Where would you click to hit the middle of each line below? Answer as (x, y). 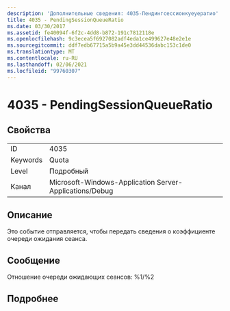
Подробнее (33, 298)
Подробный (69, 171)
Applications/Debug (81, 191)
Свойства (29, 130)
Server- (169, 182)
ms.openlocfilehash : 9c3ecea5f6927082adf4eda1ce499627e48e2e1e (99, 39)
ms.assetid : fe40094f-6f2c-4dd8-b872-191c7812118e (81, 33)
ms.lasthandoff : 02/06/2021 (47, 65)
